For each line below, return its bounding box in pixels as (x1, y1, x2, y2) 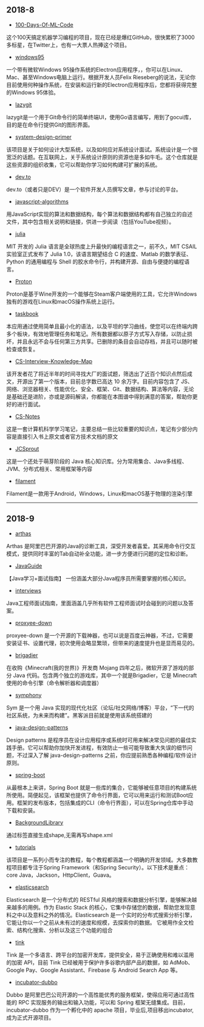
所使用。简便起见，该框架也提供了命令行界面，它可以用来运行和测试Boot (6, 791, 188, 799)
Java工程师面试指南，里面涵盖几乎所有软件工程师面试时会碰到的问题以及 (6, 599, 189, 607)
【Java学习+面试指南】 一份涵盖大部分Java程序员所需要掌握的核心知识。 (6, 574, 189, 582)
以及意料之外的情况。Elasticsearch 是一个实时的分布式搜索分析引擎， (22, 911, 195, 918)
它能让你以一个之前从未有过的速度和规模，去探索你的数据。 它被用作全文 (6, 919, 189, 926)
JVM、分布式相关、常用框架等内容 (6, 465, 93, 472)
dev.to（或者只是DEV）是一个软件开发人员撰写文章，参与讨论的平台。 (6, 186, 182, 193)
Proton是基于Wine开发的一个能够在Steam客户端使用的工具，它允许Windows (6, 290, 197, 298)
